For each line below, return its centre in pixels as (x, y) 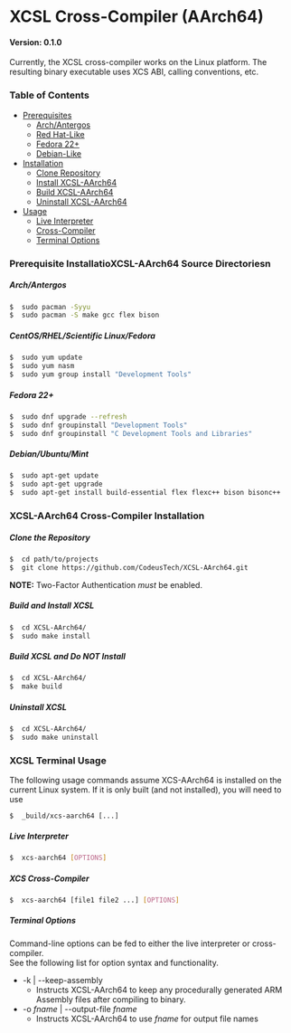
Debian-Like (59, 153)
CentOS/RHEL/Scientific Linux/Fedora (83, 336)
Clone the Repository (50, 537)
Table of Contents (50, 95)
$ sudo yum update (46, 358)
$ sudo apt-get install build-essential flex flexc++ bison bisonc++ (145, 493)
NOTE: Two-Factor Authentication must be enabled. (106, 584)
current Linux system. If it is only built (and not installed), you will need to (145, 790)
